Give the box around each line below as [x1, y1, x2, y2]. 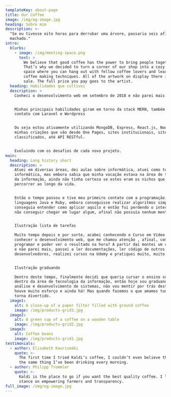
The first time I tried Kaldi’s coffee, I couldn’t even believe [18, 355, 160, 360]
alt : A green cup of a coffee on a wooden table [14, 317, 120, 322]
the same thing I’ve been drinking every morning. [18, 360, 129, 365]
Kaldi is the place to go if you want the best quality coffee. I [18, 374, 163, 379]
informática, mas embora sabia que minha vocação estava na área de [14, 172, 163, 177]
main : [5, 153, 17, 158]
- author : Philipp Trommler [10, 365, 70, 370]
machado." [10, 36, 31, 41]
